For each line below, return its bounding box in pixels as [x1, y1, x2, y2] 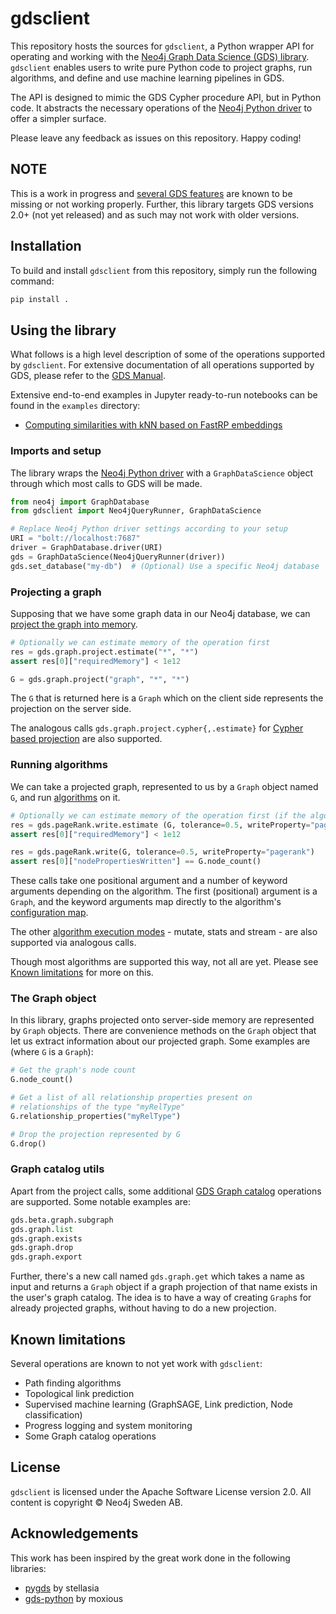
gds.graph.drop [10, 1243, 74, 1253]
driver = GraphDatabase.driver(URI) [10, 543, 163, 553]
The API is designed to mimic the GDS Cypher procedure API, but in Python [10, 91, 322, 103]
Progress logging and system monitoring [24, 1420, 193, 1432]
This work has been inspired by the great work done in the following [10, 1552, 291, 1564]
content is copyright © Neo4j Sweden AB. [10, 1496, 183, 1508]
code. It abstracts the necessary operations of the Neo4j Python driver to [10, 102, 313, 114]
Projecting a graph [10, 585, 102, 599]
